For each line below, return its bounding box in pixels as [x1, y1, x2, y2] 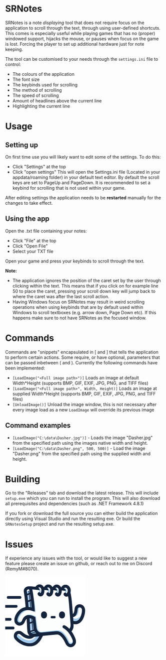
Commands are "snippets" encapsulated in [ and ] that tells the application [5, 349, 159, 355]
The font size [12, 76, 40, 82]
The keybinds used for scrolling [12, 81, 78, 88]
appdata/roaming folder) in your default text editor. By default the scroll [12, 174, 159, 180]
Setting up [5, 141, 38, 149]
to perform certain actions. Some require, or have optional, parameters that [5, 354, 160, 360]
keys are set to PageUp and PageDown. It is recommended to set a [12, 179, 151, 186]
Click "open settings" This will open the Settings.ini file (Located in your [12, 169, 160, 175]
